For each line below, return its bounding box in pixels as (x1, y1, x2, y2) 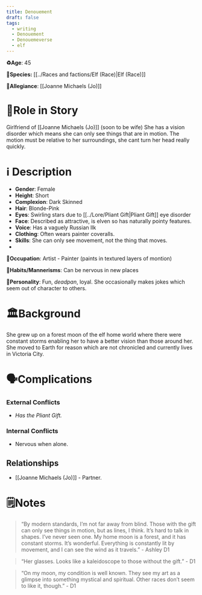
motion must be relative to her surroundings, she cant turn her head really (6, 136, 190, 144)
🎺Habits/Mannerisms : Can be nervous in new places (6, 266, 139, 273)
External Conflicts (6, 398, 60, 406)
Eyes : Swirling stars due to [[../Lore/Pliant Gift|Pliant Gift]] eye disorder (14, 211, 191, 218)
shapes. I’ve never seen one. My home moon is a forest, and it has (21, 533, 186, 541)
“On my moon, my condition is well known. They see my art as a (21, 570, 181, 577)
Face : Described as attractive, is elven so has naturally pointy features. (14, 217, 192, 224)
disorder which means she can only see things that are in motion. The (6, 130, 180, 137)
